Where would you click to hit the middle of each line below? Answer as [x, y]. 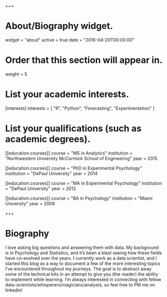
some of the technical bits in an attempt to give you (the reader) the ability [82, 274]
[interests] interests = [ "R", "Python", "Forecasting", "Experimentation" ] [80, 108]
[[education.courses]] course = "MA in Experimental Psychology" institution [83, 183]
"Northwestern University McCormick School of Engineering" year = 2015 [81, 158]
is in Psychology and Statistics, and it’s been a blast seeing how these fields [83, 253]
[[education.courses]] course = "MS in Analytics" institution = [69, 153]
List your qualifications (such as [73, 128]
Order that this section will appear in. [84, 60]
